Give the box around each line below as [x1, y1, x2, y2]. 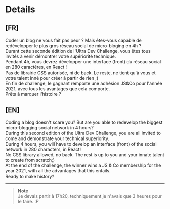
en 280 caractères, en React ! [5, 64, 67, 70]
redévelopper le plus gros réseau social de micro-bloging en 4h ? [5, 43, 142, 49]
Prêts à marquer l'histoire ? [5, 91, 62, 97]
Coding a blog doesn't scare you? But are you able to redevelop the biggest [5, 119, 163, 125]
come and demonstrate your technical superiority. [5, 135, 110, 142]
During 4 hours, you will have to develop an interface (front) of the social [5, 141, 157, 147]
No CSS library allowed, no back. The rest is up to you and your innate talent [5, 151, 164, 158]
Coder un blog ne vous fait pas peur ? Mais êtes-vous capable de [5, 37, 142, 43]
